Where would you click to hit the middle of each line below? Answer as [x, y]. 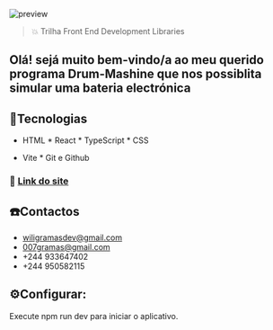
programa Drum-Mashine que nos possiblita [136, 74]
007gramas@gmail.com [66, 246]
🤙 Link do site [39, 182]
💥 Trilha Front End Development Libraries [108, 31]
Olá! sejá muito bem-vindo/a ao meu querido [137, 60]
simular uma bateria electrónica [100, 89]
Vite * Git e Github [56, 158]
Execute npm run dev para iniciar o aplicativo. [94, 316]
